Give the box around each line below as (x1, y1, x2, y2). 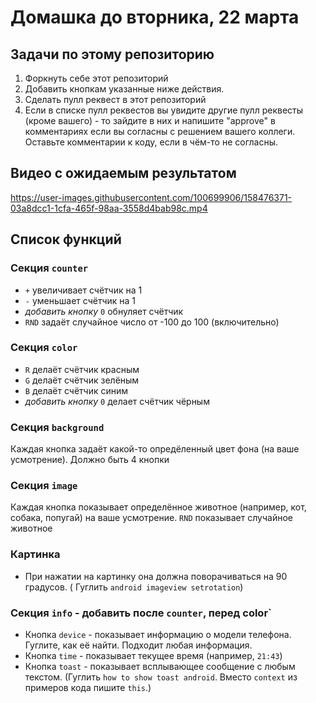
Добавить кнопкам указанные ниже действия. (24, 83, 225, 95)
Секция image (10, 479, 78, 493)
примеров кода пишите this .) (24, 681, 152, 693)
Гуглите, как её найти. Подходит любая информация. (24, 639, 253, 651)
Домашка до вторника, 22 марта (10, 6, 300, 29)
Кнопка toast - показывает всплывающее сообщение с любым (24, 660, 296, 672)
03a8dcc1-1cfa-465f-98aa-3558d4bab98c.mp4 (10, 202, 208, 214)
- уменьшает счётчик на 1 (24, 294, 137, 306)
